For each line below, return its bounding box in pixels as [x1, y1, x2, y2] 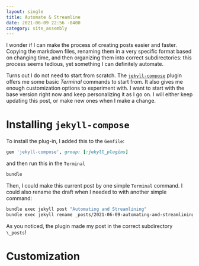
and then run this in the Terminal [6, 160, 86, 167]
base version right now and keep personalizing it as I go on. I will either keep [6, 91, 193, 98]
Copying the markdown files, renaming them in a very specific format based [6, 48, 192, 55]
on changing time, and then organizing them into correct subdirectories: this [6, 54, 192, 61]
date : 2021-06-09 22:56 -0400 [6, 20, 81, 26]
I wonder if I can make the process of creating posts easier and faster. [6, 42, 178, 49]
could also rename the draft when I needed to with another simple [6, 188, 167, 195]
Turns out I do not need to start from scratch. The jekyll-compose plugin [6, 72, 182, 79]
